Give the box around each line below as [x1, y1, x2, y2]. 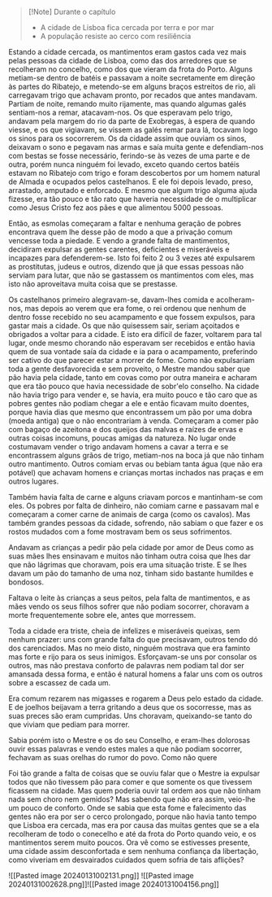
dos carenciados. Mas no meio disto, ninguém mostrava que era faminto [8, 643, 251, 653]
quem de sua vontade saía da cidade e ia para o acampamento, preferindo [8, 347, 258, 357]
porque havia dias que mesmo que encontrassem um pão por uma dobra [8, 407, 253, 417]
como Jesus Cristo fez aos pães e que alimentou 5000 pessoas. [8, 203, 223, 212]
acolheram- [216, 295, 256, 304]
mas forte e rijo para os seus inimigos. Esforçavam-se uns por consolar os [8, 652, 257, 662]
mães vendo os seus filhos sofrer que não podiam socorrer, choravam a [8, 602, 249, 611]
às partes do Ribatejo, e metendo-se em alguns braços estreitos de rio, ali [8, 81, 256, 91]
